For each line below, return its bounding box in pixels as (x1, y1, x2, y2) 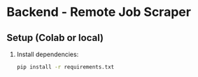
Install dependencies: (16, 50, 79, 58)
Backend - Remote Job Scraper (6, 4, 192, 20)
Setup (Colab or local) (6, 32, 104, 44)
